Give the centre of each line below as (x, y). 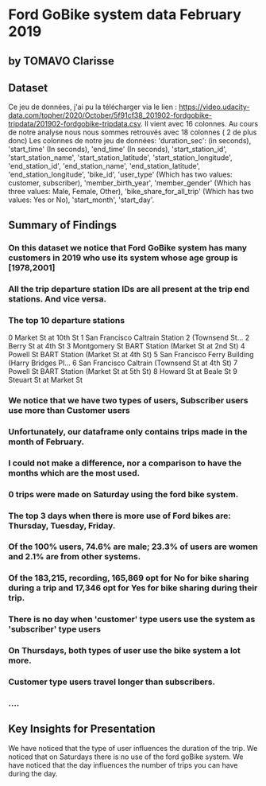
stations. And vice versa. (58, 298)
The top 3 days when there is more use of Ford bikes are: (120, 516)
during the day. (33, 773)
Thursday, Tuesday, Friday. (62, 525)
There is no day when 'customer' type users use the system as (132, 620)
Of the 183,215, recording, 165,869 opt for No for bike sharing (129, 578)
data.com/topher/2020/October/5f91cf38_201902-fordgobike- (110, 115)
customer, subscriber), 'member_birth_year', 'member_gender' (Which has (130, 183)
